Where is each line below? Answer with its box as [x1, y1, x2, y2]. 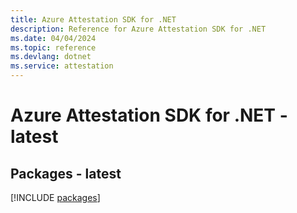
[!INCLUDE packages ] [10, 192, 101, 203]
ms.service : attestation [10, 61, 114, 71]
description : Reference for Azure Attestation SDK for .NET [10, 24, 267, 34]
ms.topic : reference [10, 42, 97, 53]
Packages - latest [10, 165, 122, 182]
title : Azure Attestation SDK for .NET [10, 14, 177, 25]
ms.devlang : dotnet [10, 52, 92, 62]
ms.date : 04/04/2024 [10, 33, 97, 43]
